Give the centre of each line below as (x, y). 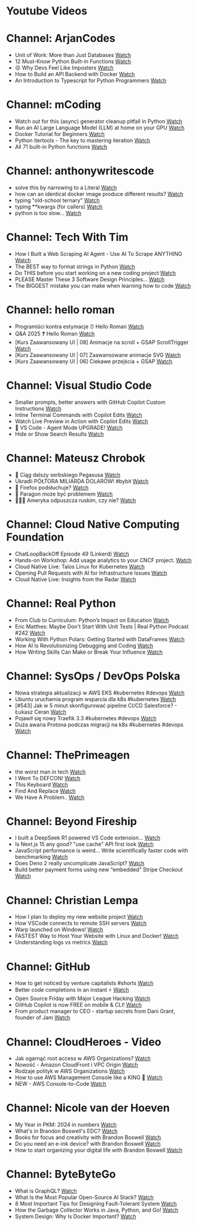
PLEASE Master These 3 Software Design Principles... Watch (90, 279)
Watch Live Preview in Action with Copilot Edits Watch (81, 421)
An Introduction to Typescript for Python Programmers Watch (90, 81)
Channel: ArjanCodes (61, 39)
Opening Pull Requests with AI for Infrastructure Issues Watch (91, 573)
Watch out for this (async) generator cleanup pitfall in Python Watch (98, 122)
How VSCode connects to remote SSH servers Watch (81, 923)
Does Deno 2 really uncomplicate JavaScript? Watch (80, 863)
